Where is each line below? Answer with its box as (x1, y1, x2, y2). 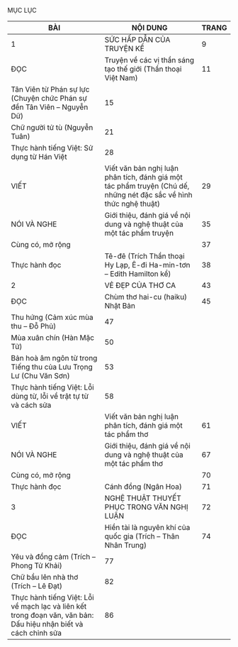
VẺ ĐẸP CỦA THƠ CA (104, 280, 176, 290)
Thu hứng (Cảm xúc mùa (11, 312, 93, 322)
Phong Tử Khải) (11, 560, 62, 570)
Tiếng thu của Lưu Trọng (11, 362, 93, 372)
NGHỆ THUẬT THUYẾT (104, 493, 182, 503)
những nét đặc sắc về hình (104, 190, 193, 199)
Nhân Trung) (104, 541, 147, 550)
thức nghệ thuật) (104, 199, 161, 209)
